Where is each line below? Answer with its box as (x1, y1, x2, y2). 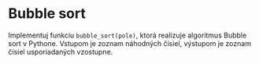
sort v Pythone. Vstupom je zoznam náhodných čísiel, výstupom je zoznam (8, 38, 252, 48)
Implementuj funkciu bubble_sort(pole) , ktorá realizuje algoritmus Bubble (8, 30, 247, 40)
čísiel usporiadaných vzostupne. (8, 47, 113, 56)
